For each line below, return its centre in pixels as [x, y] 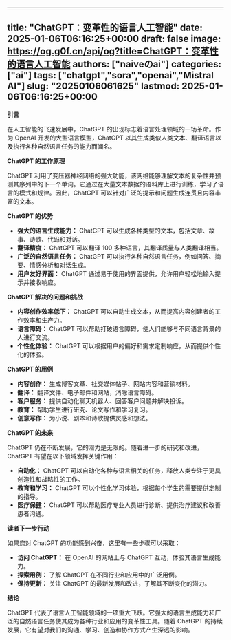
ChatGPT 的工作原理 [36, 161]
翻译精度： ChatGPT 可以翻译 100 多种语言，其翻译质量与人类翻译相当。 [120, 248]
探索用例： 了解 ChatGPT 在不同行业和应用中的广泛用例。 [99, 575]
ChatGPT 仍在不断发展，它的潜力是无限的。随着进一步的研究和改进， [105, 447]
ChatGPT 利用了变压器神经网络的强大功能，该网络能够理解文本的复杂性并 [111, 175]
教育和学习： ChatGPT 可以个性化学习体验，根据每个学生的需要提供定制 [119, 488]
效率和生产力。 [44, 320]
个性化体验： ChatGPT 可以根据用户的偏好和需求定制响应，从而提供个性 [119, 345]
